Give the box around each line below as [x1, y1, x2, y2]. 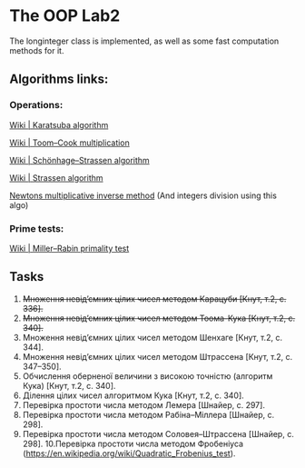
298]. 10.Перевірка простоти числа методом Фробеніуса [22, 438, 243, 449]
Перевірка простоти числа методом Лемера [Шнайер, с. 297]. [22, 399, 266, 410]
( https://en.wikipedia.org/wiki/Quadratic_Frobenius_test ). [22, 447, 236, 459]
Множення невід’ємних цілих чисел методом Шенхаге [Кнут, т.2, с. [22, 332, 283, 343]
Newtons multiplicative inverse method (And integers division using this [9, 190, 277, 201]
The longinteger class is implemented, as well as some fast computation [9, 35, 280, 46]
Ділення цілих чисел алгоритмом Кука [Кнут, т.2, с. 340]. [22, 390, 245, 401]
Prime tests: [9, 222, 64, 234]
